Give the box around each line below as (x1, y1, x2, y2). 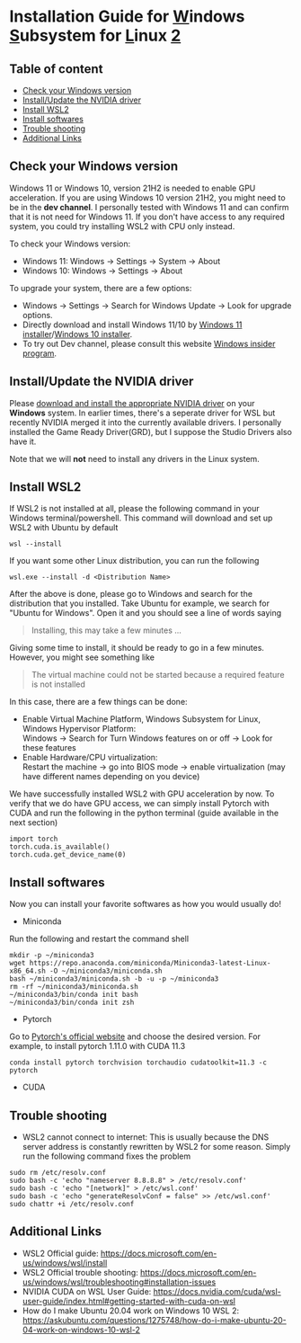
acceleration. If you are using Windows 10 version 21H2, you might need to (9, 191, 286, 203)
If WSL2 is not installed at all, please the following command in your (9, 503, 260, 514)
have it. (9, 436, 37, 447)
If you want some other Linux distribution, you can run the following (9, 556, 260, 566)
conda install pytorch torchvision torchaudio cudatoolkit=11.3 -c (9, 1058, 268, 1067)
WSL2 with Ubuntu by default (9, 522, 119, 533)
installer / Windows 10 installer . (22, 328, 133, 339)
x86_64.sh (9, 966, 47, 976)
